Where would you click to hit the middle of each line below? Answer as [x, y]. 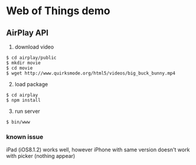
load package [31, 84]
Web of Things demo [58, 11]
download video [34, 47]
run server [27, 111]
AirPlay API [27, 33]
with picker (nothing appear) [41, 156]
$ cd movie [19, 68]
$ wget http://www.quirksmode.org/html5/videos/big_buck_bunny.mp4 [91, 73]
